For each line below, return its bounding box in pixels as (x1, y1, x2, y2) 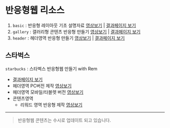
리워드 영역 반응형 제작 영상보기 (20, 102, 82, 108)
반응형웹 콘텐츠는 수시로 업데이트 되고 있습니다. (17, 117, 111, 123)
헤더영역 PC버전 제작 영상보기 (12, 82, 72, 89)
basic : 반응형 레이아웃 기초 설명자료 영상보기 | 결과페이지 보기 (12, 22, 136, 28)
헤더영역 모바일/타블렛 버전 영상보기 (12, 89, 83, 95)
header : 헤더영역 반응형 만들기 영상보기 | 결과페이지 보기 (12, 35, 125, 41)
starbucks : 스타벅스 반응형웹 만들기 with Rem (5, 65, 98, 71)
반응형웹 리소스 (5, 5, 65, 16)
